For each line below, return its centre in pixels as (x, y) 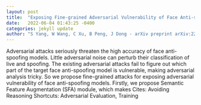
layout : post (22, 12)
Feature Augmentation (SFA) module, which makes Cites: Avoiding (88, 89)
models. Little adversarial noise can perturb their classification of (109, 58)
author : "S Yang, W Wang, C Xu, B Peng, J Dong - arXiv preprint (89, 34)
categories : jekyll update (40, 28)
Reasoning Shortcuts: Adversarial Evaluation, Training (72, 96)
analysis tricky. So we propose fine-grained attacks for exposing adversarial (100, 77)
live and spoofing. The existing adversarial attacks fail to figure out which (96, 64)
